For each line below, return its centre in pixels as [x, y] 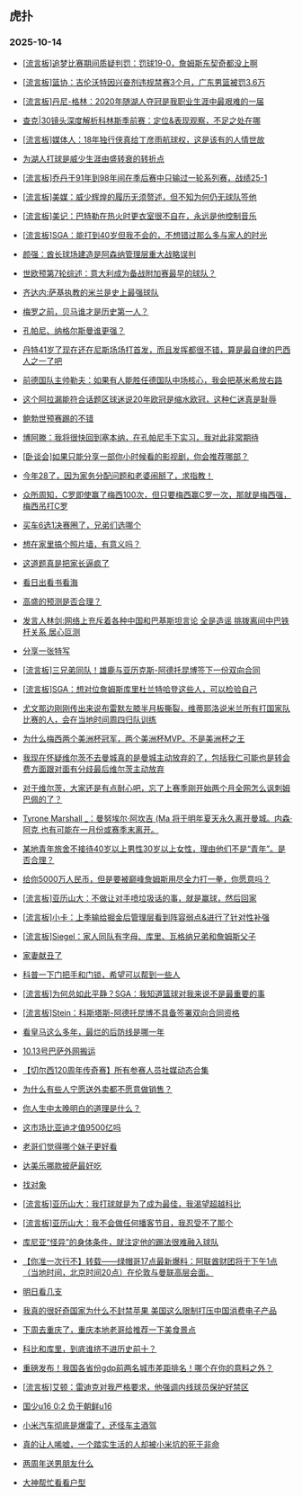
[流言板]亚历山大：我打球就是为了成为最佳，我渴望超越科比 [132, 1204]
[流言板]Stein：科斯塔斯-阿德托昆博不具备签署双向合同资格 [131, 1012]
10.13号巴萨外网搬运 [59, 1051]
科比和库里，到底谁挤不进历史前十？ [89, 1349]
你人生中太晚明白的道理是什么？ [81, 1108]
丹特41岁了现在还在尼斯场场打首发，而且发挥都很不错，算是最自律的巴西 [156, 350]
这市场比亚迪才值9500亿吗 [71, 1127]
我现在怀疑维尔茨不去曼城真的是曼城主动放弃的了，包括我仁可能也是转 [152, 757]
